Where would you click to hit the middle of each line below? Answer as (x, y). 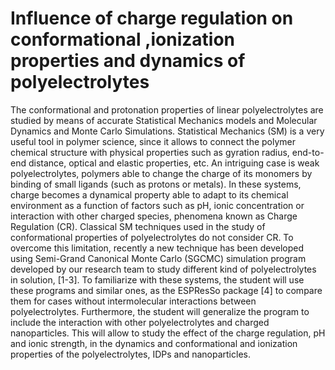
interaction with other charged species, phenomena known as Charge (154, 216)
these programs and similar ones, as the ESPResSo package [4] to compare (166, 290)
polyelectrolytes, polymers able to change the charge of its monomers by (161, 173)
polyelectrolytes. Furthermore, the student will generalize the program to (160, 311)
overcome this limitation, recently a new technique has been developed (157, 248)
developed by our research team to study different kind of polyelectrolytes (163, 269)
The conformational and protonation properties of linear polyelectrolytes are (167, 109)
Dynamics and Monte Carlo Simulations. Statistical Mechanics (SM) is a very (167, 131)
